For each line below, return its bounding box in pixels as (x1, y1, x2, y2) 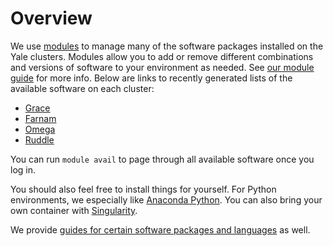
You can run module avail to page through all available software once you (10, 153, 315, 165)
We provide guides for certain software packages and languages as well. (10, 223, 311, 236)
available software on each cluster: (10, 82, 155, 94)
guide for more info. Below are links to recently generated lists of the (10, 72, 293, 84)
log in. (10, 163, 37, 176)
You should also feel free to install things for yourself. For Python (10, 183, 277, 195)
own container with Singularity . (10, 204, 138, 216)
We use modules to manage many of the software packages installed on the (10, 40, 324, 52)
